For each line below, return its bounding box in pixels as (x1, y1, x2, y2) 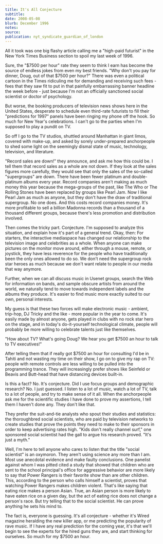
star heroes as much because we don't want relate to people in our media (5, 261, 153, 266)
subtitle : (5, 12, 25, 17)
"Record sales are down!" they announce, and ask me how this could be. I (5, 158, 153, 164)
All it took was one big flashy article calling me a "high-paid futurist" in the (5, 47, 154, 54)
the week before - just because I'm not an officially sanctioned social (5, 88, 144, 94)
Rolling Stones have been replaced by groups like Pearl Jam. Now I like (5, 189, 147, 195)
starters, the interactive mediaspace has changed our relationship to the (5, 235, 150, 241)
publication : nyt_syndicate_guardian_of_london (5, 35, 104, 40)
